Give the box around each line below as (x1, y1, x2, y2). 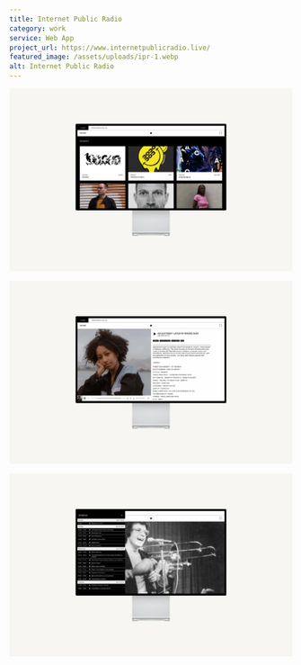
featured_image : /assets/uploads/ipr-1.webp (9, 52, 179, 62)
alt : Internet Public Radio (9, 62, 115, 71)
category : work (9, 23, 66, 33)
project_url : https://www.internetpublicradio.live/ (9, 43, 211, 52)
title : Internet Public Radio (9, 14, 123, 23)
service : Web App (9, 33, 75, 42)
